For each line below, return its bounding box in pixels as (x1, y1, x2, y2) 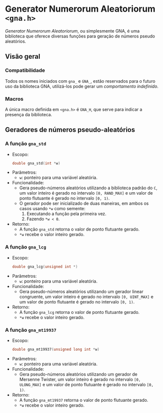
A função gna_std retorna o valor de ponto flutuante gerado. (19, 226, 140, 232)
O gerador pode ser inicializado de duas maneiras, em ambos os (19, 200, 149, 206)
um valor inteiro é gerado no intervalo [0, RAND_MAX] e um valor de (19, 190, 153, 196)
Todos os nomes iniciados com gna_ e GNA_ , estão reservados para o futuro (5, 78, 156, 84)
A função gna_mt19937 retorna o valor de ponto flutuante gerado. (19, 397, 148, 403)
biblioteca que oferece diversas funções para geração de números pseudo (5, 33, 155, 39)
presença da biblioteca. (5, 111, 53, 117)
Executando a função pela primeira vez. (26, 211, 107, 217)
